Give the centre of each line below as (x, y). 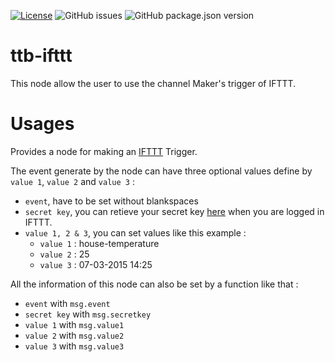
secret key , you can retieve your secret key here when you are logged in (174, 211)
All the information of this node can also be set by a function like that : (154, 284)
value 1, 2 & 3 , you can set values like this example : (135, 232)
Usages (42, 124)
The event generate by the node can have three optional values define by (161, 171)
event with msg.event (67, 303)
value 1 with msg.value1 (74, 324)
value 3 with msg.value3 (74, 346)
